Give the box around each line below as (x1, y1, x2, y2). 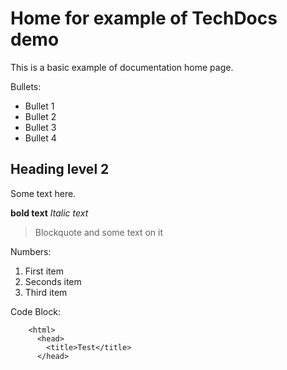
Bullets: (10, 80, 42, 92)
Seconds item (24, 275, 82, 287)
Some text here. (10, 187, 77, 199)
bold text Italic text (10, 207, 89, 219)
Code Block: (10, 305, 61, 317)
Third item (24, 286, 68, 298)
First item (24, 265, 64, 277)
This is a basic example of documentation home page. (10, 61, 234, 73)
